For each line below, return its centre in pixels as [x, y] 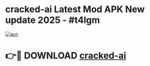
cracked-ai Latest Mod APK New [75, 9]
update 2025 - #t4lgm [53, 20]
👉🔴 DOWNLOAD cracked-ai [66, 56]
